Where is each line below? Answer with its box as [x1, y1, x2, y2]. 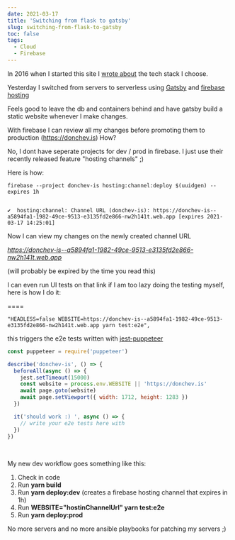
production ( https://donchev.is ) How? [7, 133, 117, 142]
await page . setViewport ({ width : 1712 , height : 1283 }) [20, 394, 189, 401]
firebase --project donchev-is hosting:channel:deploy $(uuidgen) [7, 182, 207, 189]
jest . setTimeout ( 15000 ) [20, 374, 91, 381]
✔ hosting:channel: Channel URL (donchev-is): [7, 206, 151, 214]
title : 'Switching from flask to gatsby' [7, 17, 132, 24]
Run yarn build [17, 480, 62, 490]
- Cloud [13, 43, 37, 50]
